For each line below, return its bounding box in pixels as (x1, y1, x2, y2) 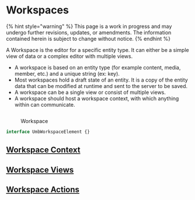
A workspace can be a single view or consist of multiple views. (14, 89, 166, 96)
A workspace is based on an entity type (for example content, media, (14, 64, 181, 71)
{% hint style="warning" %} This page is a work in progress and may (6, 23, 172, 30)
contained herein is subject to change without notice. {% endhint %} (6, 35, 171, 42)
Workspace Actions (6, 184, 80, 194)
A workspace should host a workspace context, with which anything (14, 94, 179, 102)
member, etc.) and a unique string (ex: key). (14, 70, 120, 77)
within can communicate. (14, 101, 75, 108)
